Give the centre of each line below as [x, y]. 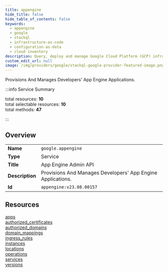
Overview [21, 135]
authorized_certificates [29, 222]
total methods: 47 [23, 110]
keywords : [15, 24]
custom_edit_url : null [29, 61]
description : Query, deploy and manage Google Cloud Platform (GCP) [78, 56]
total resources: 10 [24, 99]
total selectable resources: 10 [35, 104]
